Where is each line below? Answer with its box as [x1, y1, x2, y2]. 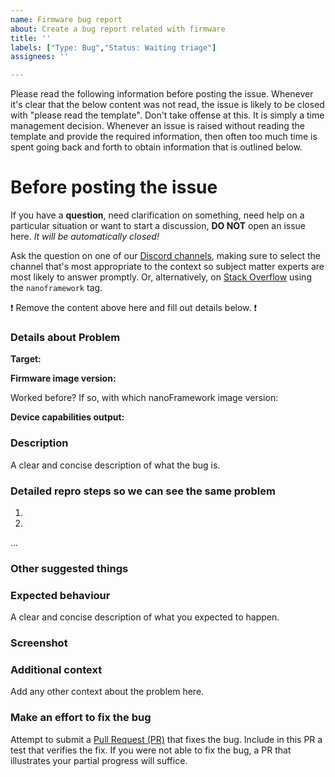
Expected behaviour [10, 588, 111, 602]
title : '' [10, 33, 52, 43]
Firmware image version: [10, 372, 117, 385]
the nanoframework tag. [10, 282, 103, 294]
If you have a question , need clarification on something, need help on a [10, 209, 305, 221]
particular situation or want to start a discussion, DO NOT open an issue [10, 220, 307, 232]
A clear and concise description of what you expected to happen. [10, 611, 280, 623]
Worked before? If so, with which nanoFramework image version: [10, 392, 279, 404]
